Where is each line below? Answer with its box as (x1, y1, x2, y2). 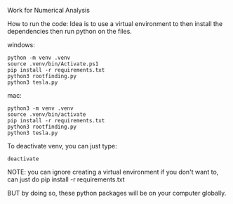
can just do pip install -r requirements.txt (7, 175, 125, 184)
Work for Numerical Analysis (7, 6, 90, 14)
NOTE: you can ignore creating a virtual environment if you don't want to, (7, 168, 219, 176)
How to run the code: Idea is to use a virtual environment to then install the (7, 20, 223, 27)
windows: (7, 41, 35, 49)
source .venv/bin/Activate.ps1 (7, 60, 99, 68)
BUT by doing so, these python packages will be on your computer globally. (7, 189, 227, 197)
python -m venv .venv (7, 54, 71, 61)
